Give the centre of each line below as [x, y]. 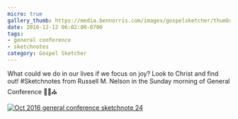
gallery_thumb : [30, 21]
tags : [15, 34]
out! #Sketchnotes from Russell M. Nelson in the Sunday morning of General [119, 81]
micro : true [25, 14]
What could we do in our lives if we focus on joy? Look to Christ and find [113, 73]
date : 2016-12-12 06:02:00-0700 [55, 27]
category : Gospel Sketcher [47, 54]
